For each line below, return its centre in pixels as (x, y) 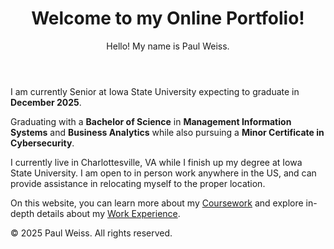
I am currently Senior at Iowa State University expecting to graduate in (155, 91)
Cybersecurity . (42, 143)
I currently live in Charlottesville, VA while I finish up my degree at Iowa (156, 162)
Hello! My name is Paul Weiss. (168, 46)
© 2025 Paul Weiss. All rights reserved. (91, 233)
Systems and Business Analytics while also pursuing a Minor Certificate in (167, 132)
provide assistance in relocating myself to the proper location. (138, 183)
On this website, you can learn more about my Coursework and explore (157, 203)
